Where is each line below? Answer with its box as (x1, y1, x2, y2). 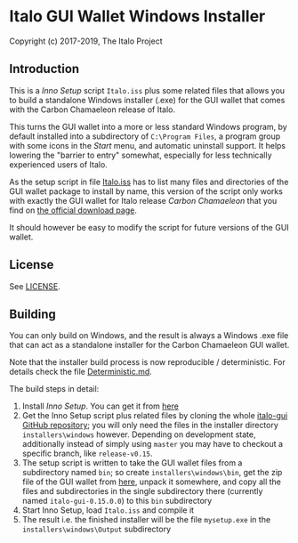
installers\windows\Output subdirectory (21, 523, 172, 535)
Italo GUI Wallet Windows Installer (9, 6, 266, 27)
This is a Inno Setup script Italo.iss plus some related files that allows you (9, 85, 286, 95)
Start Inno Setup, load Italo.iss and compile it (21, 505, 194, 515)
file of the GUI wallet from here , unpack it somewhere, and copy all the (21, 476, 282, 487)
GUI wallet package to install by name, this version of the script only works (9, 185, 283, 197)
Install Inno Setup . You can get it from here (21, 401, 180, 411)
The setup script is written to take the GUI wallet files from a (21, 458, 243, 468)
